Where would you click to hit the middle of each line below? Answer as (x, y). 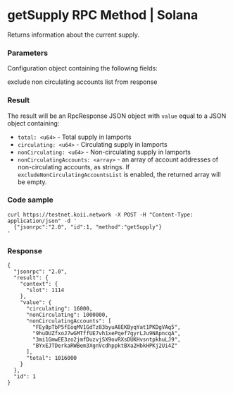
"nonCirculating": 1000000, (67, 315)
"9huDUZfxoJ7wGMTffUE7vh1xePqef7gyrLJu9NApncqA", (107, 334)
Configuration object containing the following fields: (82, 68)
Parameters (27, 53)
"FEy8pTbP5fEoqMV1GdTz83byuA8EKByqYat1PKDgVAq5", (107, 327)
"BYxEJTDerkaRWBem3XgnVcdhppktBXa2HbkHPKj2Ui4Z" (105, 346)
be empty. (32, 182)
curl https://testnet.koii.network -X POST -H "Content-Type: (100, 214)
